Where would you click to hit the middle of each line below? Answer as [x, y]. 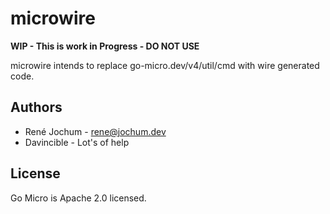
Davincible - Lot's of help [77, 142]
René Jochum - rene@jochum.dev [95, 131]
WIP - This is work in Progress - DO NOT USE [105, 46]
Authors [36, 107]
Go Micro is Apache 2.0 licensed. [78, 198]
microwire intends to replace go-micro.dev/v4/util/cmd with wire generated [165, 65]
